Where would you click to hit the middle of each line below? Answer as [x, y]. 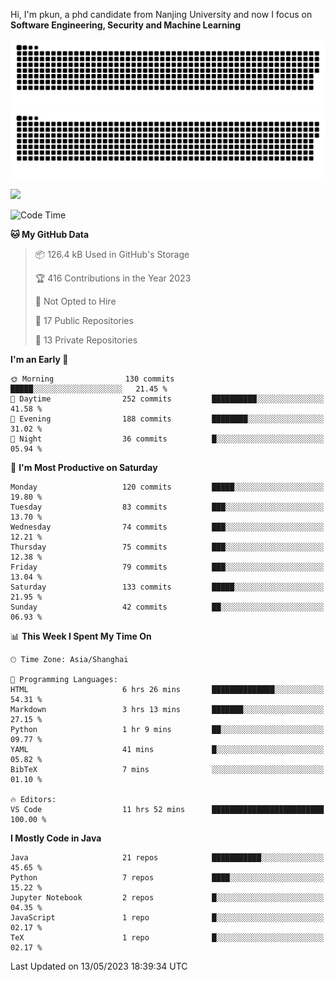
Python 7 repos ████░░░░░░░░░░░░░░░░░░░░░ [167, 877]
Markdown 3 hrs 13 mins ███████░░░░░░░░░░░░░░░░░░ [167, 709]
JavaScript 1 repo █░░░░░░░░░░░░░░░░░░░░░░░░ [167, 917]
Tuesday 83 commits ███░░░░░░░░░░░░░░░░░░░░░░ [167, 507]
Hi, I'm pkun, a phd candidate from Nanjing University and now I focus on [161, 14]
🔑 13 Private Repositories [86, 340]
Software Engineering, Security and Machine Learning [125, 25]
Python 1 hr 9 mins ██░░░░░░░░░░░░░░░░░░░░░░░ [167, 729]
